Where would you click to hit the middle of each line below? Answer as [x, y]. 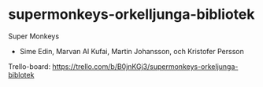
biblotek [21, 74]
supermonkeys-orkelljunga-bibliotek [131, 14]
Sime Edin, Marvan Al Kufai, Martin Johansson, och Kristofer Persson [131, 51]
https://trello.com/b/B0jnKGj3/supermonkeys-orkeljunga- [145, 66]
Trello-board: [30, 66]
